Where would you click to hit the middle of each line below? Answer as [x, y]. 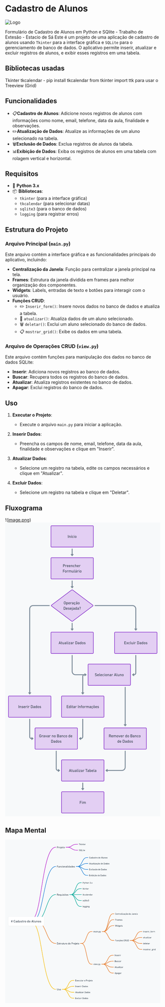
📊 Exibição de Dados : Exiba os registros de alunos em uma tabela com [84, 151]
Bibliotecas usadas [35, 68]
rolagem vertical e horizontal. [42, 158]
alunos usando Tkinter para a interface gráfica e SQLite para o [69, 42]
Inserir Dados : [27, 434]
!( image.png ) [18, 520]
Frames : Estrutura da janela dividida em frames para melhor [73, 280]
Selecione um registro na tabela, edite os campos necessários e [84, 468]
